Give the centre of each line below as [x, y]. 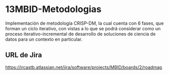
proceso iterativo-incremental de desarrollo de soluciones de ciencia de [80, 34]
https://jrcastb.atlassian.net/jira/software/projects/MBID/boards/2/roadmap [84, 67]
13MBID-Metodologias [53, 9]
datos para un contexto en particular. [44, 39]
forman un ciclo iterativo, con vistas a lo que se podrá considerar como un [83, 28]
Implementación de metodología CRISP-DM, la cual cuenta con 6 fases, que [84, 23]
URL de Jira [24, 55]
